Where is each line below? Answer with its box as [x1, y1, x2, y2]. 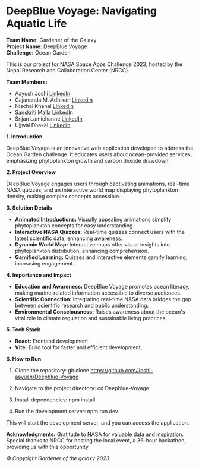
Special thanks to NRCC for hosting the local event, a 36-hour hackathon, [6, 437, 186, 444]
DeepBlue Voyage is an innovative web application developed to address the [6, 144, 194, 151]
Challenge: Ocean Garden [6, 49, 71, 56]
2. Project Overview [6, 168, 56, 176]
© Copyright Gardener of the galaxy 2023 [6, 454, 110, 461]
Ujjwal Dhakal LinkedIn [14, 121, 71, 128]
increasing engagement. [14, 260, 75, 267]
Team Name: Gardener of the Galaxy [6, 36, 97, 43]
